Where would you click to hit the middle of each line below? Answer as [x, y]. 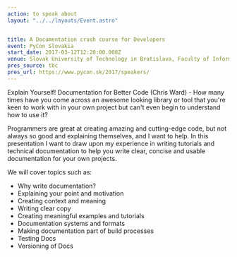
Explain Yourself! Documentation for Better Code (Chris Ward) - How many [116, 92]
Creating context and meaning [61, 201]
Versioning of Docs [45, 246]
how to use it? [28, 114]
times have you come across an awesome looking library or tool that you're [116, 100]
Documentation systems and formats [71, 223]
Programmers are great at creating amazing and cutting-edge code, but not [117, 128]
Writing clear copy [44, 208]
